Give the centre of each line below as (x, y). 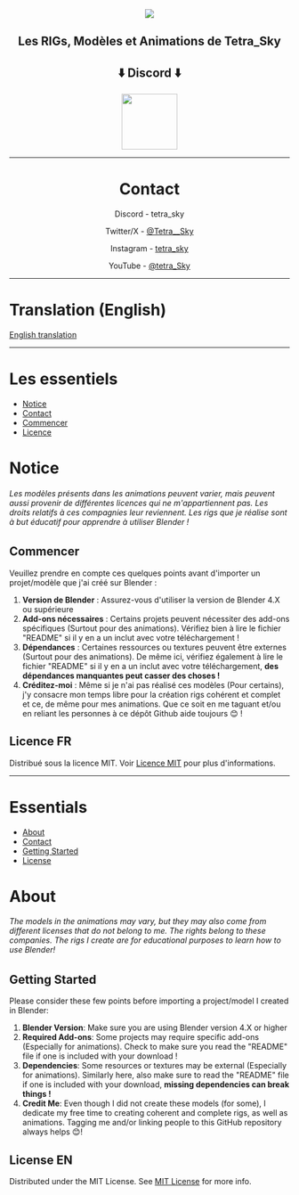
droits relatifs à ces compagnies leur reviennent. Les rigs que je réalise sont (148, 512)
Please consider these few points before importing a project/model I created (149, 1001)
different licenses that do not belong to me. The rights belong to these (137, 931)
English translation (43, 335)
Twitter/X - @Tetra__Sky (149, 232)
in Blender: (29, 1011)
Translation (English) (88, 310)
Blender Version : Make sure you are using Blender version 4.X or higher (154, 1027)
